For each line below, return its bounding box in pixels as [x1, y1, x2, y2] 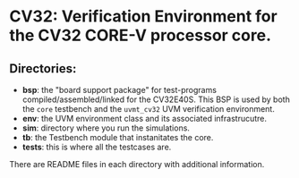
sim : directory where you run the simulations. [21, 123, 191, 133]
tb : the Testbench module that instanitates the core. [21, 132, 214, 142]
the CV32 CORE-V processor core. [9, 25, 271, 46]
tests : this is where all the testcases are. [21, 141, 172, 152]
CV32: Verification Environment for [9, 6, 278, 27]
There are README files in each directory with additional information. [9, 159, 265, 169]
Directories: [9, 61, 77, 76]
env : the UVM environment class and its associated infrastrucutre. [21, 114, 267, 123]
